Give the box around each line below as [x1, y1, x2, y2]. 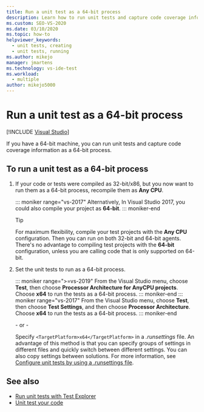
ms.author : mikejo [6, 54, 53, 60]
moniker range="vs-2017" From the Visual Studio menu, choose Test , [15, 296, 189, 304]
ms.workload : [6, 71, 39, 77]
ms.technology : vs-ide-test [6, 65, 78, 71]
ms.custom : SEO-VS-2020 [6, 20, 67, 26]
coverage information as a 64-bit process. [6, 146, 112, 153]
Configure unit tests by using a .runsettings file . [15, 359, 134, 366]
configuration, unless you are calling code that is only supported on [15, 247, 185, 254]
